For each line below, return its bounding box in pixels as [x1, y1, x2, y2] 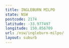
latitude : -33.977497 [5, 21, 51, 26]
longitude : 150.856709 [5, 26, 53, 31]
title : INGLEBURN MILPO [5, 7, 55, 12]
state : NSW [5, 12, 28, 17]
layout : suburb [5, 35, 37, 40]
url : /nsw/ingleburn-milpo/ [5, 30, 64, 35]
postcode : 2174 [5, 16, 37, 21]
